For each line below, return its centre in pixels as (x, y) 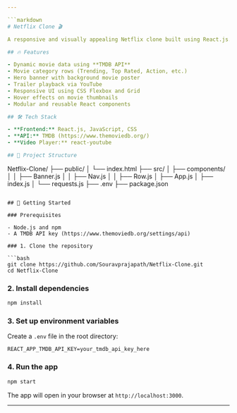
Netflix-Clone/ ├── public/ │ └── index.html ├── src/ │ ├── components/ (116, 168)
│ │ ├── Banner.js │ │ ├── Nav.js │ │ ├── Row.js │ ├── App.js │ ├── (110, 176)
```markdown (25, 20)
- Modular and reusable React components (69, 104)
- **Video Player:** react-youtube (60, 143)
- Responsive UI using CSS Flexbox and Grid (74, 91)
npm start (22, 381)
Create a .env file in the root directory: (63, 336)
